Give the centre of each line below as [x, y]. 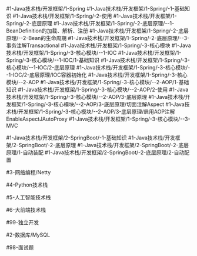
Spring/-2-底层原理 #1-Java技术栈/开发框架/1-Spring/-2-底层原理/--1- [90, 23]
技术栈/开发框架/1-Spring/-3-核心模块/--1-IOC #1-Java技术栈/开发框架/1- [94, 53]
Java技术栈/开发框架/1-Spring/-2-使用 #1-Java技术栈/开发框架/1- [99, 16]
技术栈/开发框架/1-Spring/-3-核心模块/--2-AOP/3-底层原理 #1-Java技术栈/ [96, 97]
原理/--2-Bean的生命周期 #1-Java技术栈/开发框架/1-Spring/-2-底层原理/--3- [98, 38]
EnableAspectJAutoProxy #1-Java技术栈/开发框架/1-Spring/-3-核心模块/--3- [98, 119]
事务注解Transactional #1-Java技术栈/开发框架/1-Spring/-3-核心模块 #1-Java [98, 45]
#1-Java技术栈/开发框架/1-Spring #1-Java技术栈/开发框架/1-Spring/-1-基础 [96, 9]
